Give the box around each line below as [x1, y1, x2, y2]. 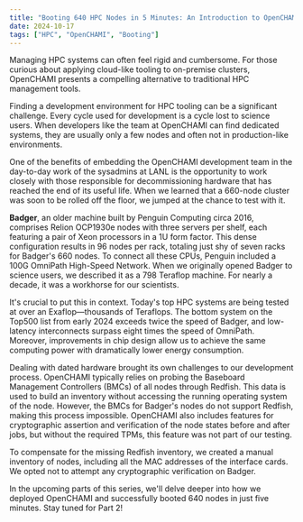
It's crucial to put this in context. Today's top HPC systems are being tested [9, 297, 289, 307]
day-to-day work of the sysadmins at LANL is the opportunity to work [9, 166, 268, 177]
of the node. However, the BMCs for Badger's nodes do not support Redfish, [9, 400, 294, 411]
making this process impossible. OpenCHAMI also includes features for [9, 410, 274, 421]
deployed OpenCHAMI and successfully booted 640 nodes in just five [9, 493, 269, 504]
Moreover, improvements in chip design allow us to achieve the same [9, 335, 266, 346]
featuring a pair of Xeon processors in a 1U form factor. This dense [9, 232, 257, 243]
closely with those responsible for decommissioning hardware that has [9, 176, 272, 187]
